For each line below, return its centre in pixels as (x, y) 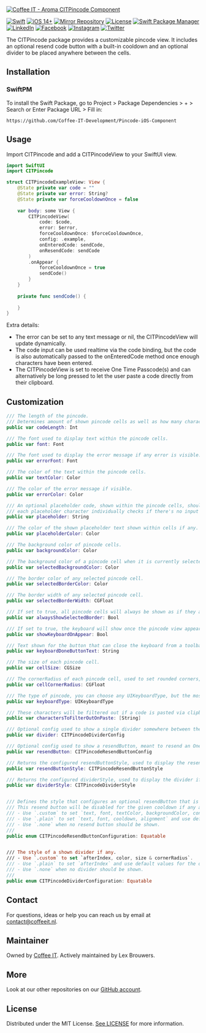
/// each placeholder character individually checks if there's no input (103, 511)
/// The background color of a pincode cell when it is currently (93, 561)
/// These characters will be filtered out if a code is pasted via (96, 712)
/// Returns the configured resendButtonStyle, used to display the (96, 763)
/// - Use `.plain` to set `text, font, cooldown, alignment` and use (98, 819)
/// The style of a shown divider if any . (61, 853)
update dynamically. (41, 344)
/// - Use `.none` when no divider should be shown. (75, 870)
